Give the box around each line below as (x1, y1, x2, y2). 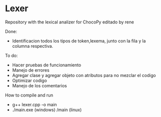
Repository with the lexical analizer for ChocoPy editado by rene (5, 19, 134, 25)
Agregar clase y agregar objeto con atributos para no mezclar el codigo (12, 72, 156, 78)
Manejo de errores (12, 67, 50, 73)
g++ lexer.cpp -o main (12, 101, 57, 107)
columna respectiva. (12, 43, 54, 49)
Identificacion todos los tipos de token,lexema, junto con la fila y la (12, 38, 146, 44)
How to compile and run (5, 92, 54, 98)
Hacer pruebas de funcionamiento (12, 62, 81, 68)
